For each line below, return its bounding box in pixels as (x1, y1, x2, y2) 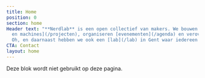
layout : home (6, 48, 40, 54)
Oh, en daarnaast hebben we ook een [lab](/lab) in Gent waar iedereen (12, 37, 198, 43)
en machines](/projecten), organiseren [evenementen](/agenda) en (12, 31, 184, 37)
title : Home (6, 8, 37, 15)
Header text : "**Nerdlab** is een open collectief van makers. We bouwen (6, 25, 198, 32)
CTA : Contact (6, 43, 40, 49)
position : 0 (6, 15, 37, 21)
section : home (6, 20, 43, 26)
